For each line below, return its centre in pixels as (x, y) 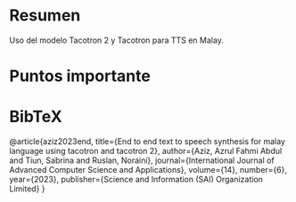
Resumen (45, 16)
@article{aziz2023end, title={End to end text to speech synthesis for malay (147, 141)
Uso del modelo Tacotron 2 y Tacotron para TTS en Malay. (117, 40)
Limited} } (28, 189)
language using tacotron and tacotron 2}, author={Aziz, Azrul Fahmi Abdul (146, 151)
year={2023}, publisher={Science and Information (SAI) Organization (136, 180)
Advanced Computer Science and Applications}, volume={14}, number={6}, (148, 170)
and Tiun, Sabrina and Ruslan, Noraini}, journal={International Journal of (142, 160)
